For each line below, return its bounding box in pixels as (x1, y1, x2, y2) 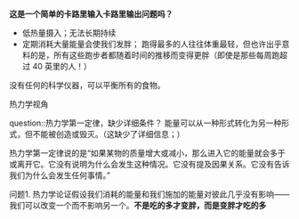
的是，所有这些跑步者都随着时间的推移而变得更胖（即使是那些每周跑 (29, 50, 280, 61)
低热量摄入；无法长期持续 (21, 28, 117, 38)
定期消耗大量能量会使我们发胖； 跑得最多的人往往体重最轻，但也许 (21, 39, 267, 49)
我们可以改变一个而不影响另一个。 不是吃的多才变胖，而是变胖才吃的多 (9, 200, 267, 210)
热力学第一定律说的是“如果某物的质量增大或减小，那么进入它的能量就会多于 (9, 148, 287, 158)
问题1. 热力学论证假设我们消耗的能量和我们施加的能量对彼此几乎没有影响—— (9, 189, 290, 199)
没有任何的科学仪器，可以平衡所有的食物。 (9, 80, 166, 90)
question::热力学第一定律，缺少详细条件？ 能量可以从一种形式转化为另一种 (9, 118, 282, 128)
